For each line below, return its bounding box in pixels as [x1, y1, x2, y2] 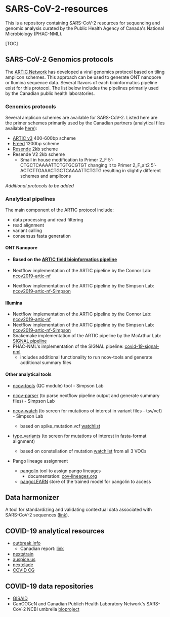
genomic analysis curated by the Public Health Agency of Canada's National [5, 25, 164, 31]
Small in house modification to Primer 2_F [20, 157, 107, 163]
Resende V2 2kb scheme [12, 151, 65, 157]
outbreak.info [12, 540, 41, 546]
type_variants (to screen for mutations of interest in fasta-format [12, 433, 147, 439]
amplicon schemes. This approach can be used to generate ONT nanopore [5, 74, 161, 80]
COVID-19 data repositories [5, 582, 94, 591]
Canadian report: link [20, 545, 64, 551]
